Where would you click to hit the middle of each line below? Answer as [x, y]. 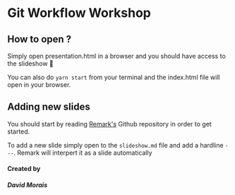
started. [19, 131]
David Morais [28, 185]
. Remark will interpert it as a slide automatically [83, 153]
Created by [24, 169]
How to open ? [40, 39]
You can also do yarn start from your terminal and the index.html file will [114, 77]
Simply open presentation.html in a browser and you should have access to [116, 56]
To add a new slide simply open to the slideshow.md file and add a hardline [115, 145]
